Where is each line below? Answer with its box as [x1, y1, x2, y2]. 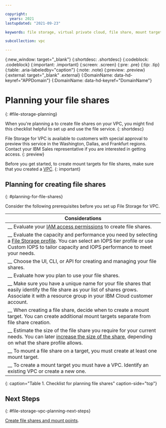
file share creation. [7, 319, 51, 326]
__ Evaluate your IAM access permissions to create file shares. [7, 223, 152, 230]
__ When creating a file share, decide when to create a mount [7, 306, 149, 313]
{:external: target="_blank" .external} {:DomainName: [5, 72, 114, 78]
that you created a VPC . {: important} [5, 166, 81, 172]
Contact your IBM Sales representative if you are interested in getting [5, 146, 146, 152]
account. [7, 299, 28, 305]
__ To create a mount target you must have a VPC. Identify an [7, 361, 149, 368]
